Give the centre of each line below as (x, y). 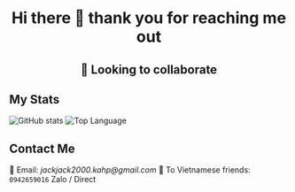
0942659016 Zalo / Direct (53, 180)
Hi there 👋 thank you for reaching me (149, 18)
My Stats (35, 100)
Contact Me (42, 148)
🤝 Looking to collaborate (149, 69)
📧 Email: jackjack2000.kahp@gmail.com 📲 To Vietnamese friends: (130, 170)
